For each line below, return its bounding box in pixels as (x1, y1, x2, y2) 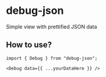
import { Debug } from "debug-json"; (6, 55, 98, 61)
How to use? (6, 40, 52, 50)
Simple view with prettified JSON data (6, 23, 97, 30)
